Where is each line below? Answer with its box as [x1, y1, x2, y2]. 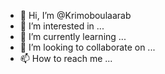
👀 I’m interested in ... [19, 20, 105, 32]
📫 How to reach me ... [19, 53, 113, 64]
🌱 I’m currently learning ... [19, 31, 127, 42]
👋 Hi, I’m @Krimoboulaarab [19, 10, 132, 21]
